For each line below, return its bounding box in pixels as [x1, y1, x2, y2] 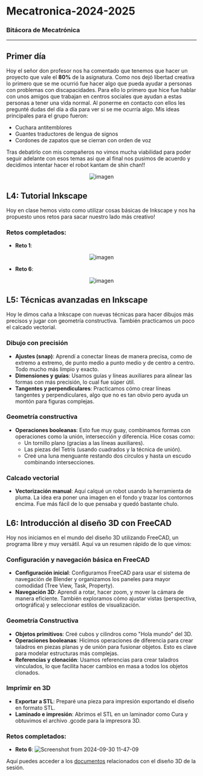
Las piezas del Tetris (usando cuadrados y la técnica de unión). [24, 446, 182, 453]
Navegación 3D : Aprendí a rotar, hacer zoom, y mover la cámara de [14, 588, 184, 596]
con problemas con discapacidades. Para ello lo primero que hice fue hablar [6, 87, 196, 94]
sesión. [6, 764, 25, 771]
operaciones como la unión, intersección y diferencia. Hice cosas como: [14, 433, 195, 440]
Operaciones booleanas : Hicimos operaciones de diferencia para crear [14, 637, 193, 644]
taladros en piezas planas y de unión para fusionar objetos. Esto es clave [14, 643, 197, 650]
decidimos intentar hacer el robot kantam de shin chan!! [6, 162, 146, 169]
